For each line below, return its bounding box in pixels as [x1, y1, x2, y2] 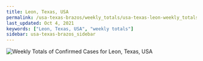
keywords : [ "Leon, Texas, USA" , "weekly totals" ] [6, 25, 134, 32]
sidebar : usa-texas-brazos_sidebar [6, 31, 96, 37]
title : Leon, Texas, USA [6, 8, 69, 15]
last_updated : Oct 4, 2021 [6, 20, 74, 26]
